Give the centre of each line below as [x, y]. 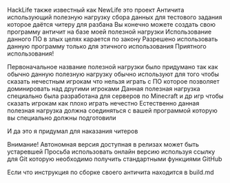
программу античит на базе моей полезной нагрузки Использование [109, 32]
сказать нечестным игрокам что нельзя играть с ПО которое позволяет [113, 81]
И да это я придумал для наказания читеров [73, 131]
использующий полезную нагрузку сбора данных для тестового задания [115, 17]
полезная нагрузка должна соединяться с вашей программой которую [113, 110]
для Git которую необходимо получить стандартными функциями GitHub [115, 159]
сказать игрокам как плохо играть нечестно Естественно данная [103, 103]
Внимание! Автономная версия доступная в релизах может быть [103, 144]
